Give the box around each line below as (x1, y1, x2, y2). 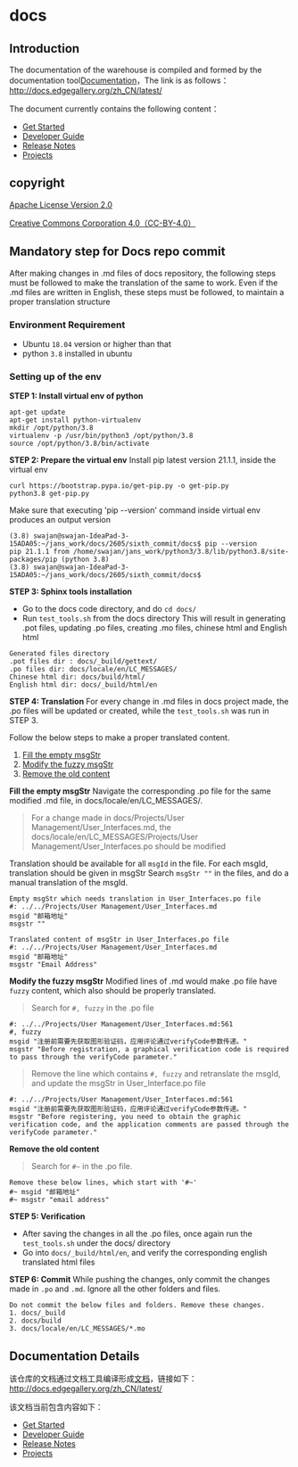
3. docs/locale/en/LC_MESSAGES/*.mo (9, 1324, 145, 1333)
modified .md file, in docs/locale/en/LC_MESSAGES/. (9, 795, 203, 806)
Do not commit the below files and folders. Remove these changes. (9, 1301, 266, 1310)
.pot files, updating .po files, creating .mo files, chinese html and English (21, 622, 287, 633)
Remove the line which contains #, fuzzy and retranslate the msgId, (30, 1068, 281, 1079)
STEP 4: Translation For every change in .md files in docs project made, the (9, 696, 289, 707)
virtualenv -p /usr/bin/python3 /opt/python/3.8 (9, 432, 194, 441)
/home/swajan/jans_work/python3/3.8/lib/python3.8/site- (72, 548, 290, 556)
